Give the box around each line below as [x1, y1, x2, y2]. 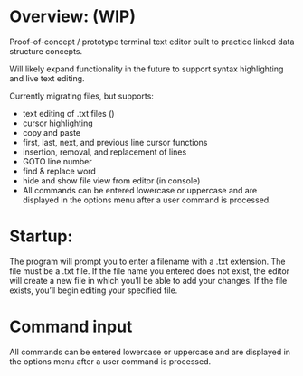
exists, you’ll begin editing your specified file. [9, 285, 178, 296]
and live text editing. [9, 72, 85, 83]
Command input [9, 316, 133, 337]
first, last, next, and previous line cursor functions [22, 136, 208, 147]
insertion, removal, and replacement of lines [22, 146, 187, 157]
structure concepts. [9, 45, 83, 56]
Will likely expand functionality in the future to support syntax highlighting [9, 63, 284, 74]
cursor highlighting [22, 117, 93, 128]
